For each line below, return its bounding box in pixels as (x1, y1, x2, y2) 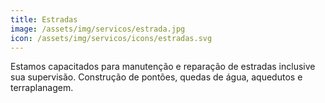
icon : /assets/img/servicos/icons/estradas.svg (10, 33, 213, 43)
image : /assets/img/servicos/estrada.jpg (10, 24, 186, 34)
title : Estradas (10, 14, 78, 25)
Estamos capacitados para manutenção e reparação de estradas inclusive (10, 61, 316, 73)
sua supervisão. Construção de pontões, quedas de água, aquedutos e (10, 71, 303, 83)
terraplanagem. (10, 82, 74, 94)
